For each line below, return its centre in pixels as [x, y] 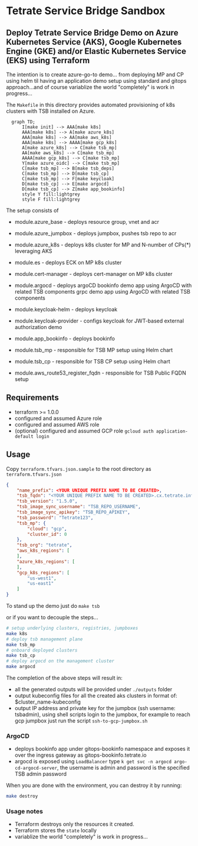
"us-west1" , [42, 578]
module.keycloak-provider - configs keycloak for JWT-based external [99, 321]
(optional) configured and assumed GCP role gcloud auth [84, 431]
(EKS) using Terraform [48, 60]
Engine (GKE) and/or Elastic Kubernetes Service [96, 51]
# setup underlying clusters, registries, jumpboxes [72, 628]
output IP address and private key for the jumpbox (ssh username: [95, 708]
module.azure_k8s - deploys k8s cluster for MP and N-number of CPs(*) [103, 245]
